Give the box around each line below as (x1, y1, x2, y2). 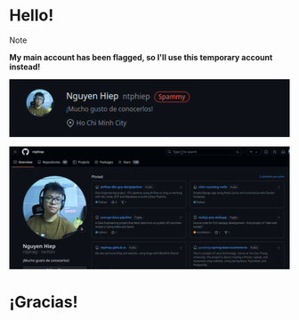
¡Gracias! (9, 292, 78, 312)
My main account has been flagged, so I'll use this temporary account (9, 52, 273, 62)
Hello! (9, 5, 54, 26)
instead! (9, 61, 41, 72)
